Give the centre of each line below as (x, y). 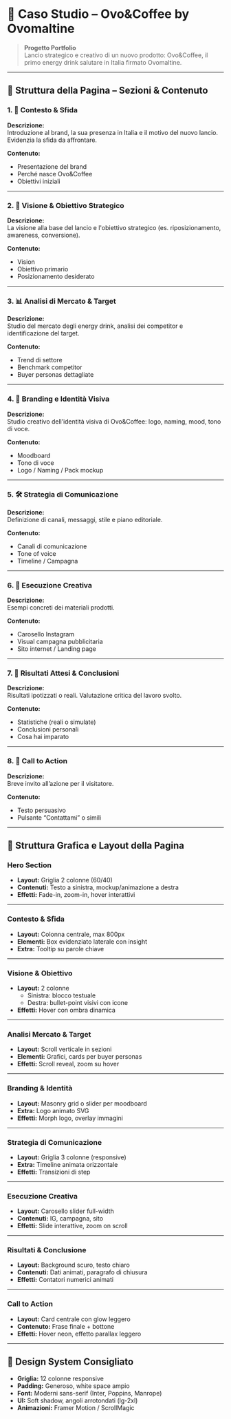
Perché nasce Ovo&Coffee (55, 174)
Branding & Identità (40, 1088)
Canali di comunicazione (52, 546)
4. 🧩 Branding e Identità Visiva (58, 399)
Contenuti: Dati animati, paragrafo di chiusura (82, 1272)
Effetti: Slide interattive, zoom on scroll (73, 1226)
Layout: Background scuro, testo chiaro (74, 1265)
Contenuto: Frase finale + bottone (66, 1326)
